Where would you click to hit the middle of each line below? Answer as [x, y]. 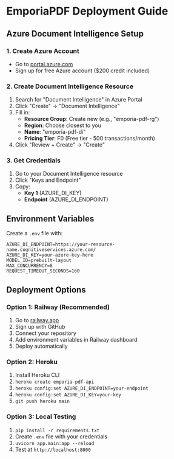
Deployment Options [46, 290]
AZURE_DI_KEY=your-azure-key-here [50, 255]
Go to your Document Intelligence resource [69, 174]
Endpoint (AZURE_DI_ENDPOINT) [66, 199]
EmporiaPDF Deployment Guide [87, 11]
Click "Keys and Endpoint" [48, 180]
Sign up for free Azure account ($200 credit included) [82, 71]
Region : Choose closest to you [62, 125]
